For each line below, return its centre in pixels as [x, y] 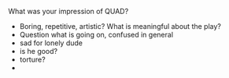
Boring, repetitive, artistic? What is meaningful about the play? [120, 26]
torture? [32, 59]
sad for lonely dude [51, 43]
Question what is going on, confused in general [96, 35]
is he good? [38, 51]
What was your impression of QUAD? [68, 11]
